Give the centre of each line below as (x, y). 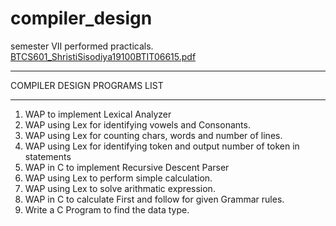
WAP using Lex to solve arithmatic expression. (120, 188)
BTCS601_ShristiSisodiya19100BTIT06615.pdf (103, 56)
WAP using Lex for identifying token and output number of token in (162, 146)
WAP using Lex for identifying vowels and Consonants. (137, 124)
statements (48, 156)
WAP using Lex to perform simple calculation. (118, 178)
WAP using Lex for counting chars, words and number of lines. (153, 135)
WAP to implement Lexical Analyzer (98, 114)
